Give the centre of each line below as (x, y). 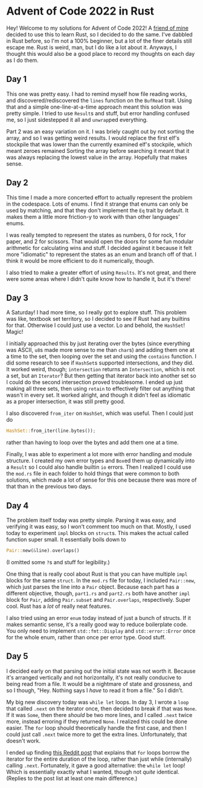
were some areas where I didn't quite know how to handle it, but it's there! (98, 279)
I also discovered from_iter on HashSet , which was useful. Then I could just (100, 413)
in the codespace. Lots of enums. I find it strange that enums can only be (97, 204)
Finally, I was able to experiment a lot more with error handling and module (99, 454)
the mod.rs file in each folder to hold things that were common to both (93, 474)
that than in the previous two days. (49, 487)
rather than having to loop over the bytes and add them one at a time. (93, 443)
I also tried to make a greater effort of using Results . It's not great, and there (101, 272)
